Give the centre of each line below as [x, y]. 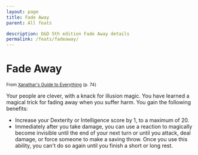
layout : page [22, 12]
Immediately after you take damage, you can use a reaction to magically [103, 127]
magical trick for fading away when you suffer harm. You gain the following [99, 102]
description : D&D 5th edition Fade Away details [68, 34]
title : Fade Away [28, 17]
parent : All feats [29, 23]
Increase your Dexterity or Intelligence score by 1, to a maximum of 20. [102, 120]
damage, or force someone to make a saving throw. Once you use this [101, 139]
